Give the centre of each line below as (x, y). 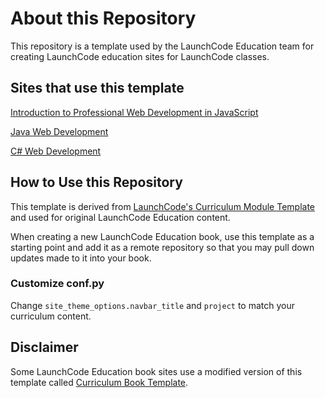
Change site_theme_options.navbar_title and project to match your (153, 305)
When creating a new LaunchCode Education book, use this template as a (162, 236)
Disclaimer (44, 347)
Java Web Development (59, 131)
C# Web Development (56, 151)
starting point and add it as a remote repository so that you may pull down (162, 247)
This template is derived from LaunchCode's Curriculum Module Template (163, 206)
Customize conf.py (57, 284)
